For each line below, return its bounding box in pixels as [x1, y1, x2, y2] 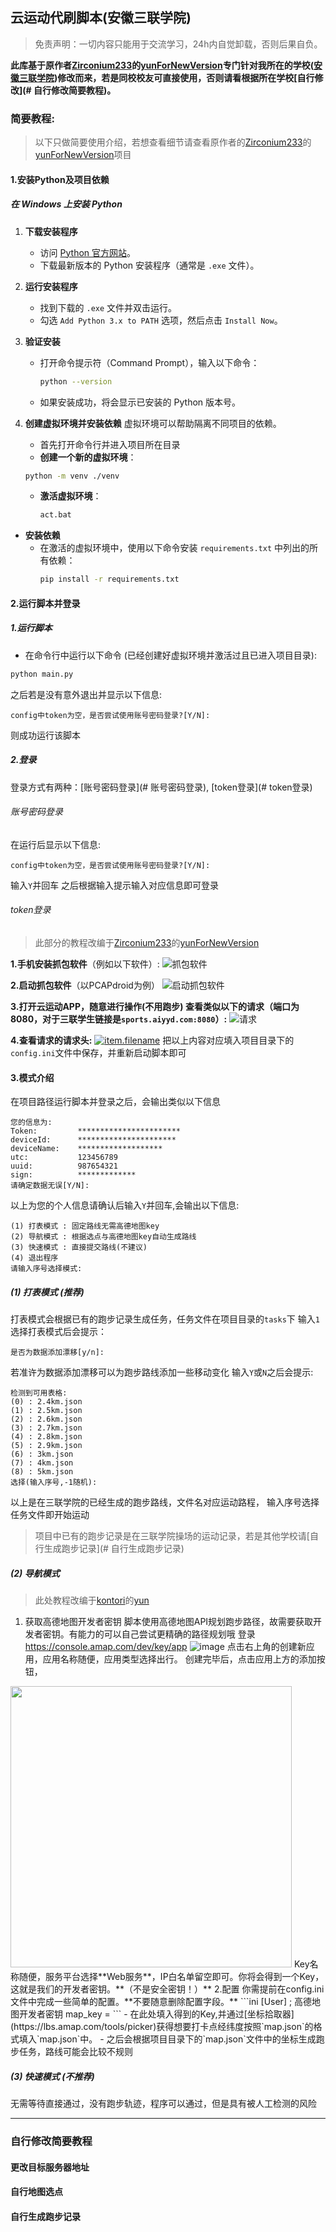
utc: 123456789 [10, 1153, 118, 1163]
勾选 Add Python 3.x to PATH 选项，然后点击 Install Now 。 [39, 314, 283, 326]
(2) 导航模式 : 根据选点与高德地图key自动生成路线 [10, 1232, 197, 1242]
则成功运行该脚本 [10, 729, 81, 741]
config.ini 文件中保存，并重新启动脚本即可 [10, 1046, 187, 1058]
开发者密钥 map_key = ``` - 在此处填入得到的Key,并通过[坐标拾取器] [18, 2008, 295, 2020]
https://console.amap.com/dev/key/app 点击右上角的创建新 [24, 1641, 307, 1653]
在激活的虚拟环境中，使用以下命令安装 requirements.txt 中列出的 [39, 542, 310, 554]
